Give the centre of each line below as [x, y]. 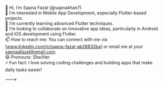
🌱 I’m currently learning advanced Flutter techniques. [59, 23]
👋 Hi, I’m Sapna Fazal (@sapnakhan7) [43, 8]
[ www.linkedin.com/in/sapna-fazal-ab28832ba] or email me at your [74, 46]
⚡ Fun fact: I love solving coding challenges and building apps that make [79, 63]
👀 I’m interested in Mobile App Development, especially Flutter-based [76, 13]
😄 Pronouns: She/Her [27, 57]
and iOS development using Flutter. [41, 34]
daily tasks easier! [24, 70]
